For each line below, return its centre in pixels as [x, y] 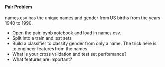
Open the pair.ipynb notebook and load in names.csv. [67, 33]
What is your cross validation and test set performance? [69, 54]
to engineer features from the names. [50, 49]
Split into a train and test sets [42, 38]
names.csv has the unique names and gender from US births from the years [82, 18]
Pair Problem [19, 7]
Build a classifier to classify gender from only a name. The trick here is [84, 43]
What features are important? [42, 59]
